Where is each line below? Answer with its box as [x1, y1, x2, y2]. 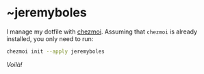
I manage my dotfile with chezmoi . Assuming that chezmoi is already [6, 27, 198, 36]
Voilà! [6, 60, 23, 69]
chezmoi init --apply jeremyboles [6, 48, 105, 55]
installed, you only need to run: [6, 34, 94, 42]
